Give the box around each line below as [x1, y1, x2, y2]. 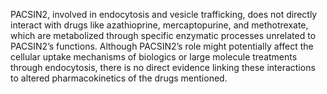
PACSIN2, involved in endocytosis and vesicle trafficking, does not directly [10, 9, 318, 20]
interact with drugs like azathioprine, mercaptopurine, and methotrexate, [10, 19, 309, 31]
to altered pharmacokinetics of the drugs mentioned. [10, 72, 228, 84]
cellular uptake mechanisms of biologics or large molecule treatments [10, 51, 298, 63]
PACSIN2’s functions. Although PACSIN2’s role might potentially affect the [10, 40, 314, 52]
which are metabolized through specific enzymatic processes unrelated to [10, 30, 317, 41]
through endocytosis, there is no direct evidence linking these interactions [10, 62, 316, 73]
